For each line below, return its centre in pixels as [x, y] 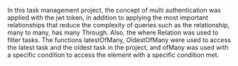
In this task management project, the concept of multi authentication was [114, 10]
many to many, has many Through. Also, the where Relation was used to [113, 32]
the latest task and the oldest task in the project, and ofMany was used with [118, 47]
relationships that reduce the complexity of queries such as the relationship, [119, 25]
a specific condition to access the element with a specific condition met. [113, 55]
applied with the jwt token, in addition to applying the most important [108, 18]
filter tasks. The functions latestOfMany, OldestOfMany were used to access [119, 40]
